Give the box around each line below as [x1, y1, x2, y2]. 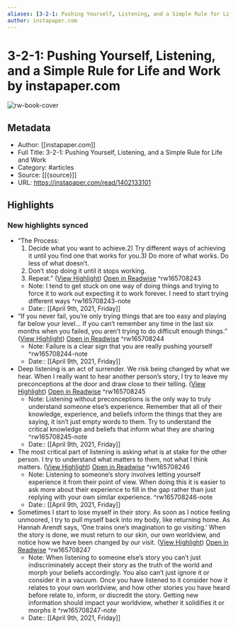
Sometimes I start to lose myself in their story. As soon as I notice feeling [17, 508, 230, 516]
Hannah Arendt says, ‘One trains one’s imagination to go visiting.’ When [17, 523, 227, 531]
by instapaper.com [7, 77, 120, 94]
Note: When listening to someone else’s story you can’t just [28, 553, 201, 562]
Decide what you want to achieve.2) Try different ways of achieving [28, 244, 226, 252]
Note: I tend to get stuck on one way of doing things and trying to [28, 281, 220, 290]
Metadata [7, 121, 51, 133]
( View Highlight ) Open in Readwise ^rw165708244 [17, 334, 165, 343]
